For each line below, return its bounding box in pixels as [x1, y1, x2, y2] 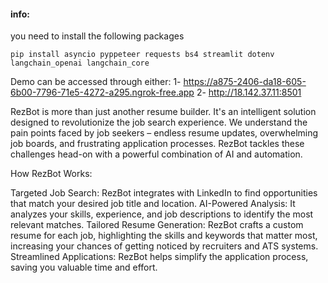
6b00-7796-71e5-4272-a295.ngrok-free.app [10, 86, 195, 99]
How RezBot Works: [10, 168, 93, 180]
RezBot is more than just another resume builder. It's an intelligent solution [10, 106, 317, 118]
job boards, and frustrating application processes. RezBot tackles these [10, 138, 305, 150]
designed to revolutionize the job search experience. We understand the [10, 116, 308, 129]
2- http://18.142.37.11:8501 [196, 86, 302, 99]
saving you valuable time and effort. [10, 261, 158, 274]
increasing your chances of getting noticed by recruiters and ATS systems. [10, 240, 319, 252]
